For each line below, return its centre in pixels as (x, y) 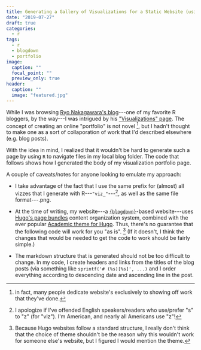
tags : (13, 39)
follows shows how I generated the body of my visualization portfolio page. (99, 163)
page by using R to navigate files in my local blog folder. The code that (93, 157)
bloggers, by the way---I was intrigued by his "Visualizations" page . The (95, 118)
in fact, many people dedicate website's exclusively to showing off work (103, 292)
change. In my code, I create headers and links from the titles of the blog (104, 262)
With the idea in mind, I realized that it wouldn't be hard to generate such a (98, 150)
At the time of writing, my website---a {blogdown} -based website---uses (104, 211)
